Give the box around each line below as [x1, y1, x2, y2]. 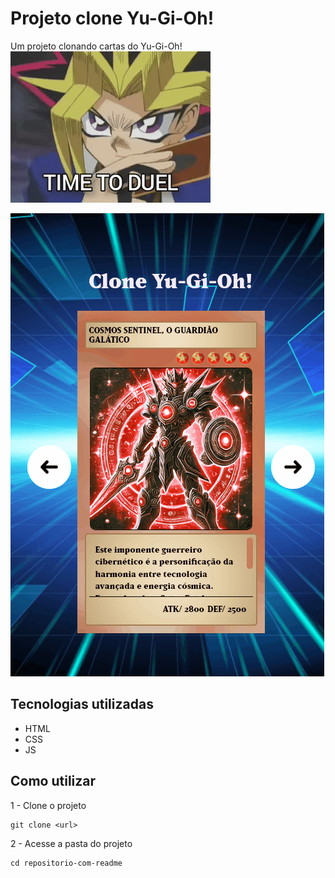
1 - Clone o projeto [10, 799, 87, 811]
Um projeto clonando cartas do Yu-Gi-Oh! [10, 40, 183, 52]
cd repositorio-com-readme [10, 858, 123, 868]
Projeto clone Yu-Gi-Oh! [10, 7, 215, 30]
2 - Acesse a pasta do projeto [10, 837, 133, 849]
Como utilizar [10, 773, 97, 790]
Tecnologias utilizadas [10, 696, 154, 713]
